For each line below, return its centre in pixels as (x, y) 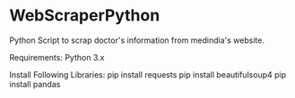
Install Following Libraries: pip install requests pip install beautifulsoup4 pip (148, 74)
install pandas (35, 84)
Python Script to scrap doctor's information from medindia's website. (137, 40)
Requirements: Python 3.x (57, 57)
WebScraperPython (85, 16)
